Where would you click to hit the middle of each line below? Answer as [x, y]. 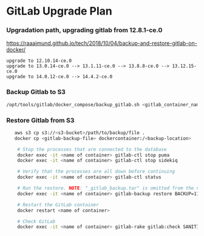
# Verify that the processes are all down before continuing [96, 172]
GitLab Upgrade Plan [59, 11]
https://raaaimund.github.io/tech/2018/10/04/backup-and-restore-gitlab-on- [102, 43]
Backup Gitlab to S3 [36, 92]
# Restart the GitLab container [58, 204]
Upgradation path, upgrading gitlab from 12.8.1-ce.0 [84, 30]
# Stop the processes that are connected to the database [92, 149]
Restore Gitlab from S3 [40, 120]
